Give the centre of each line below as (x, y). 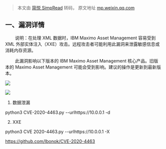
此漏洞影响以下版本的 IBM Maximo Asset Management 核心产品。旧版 (86, 61)
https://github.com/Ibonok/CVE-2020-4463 (50, 141)
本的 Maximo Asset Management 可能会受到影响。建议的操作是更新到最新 (81, 67)
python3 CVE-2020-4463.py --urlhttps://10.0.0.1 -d (58, 112)
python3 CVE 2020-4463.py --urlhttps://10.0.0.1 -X (58, 132)
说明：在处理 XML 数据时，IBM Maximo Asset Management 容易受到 (85, 38)
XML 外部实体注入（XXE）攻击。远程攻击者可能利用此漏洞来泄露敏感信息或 (83, 44)
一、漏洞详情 (25, 25)
